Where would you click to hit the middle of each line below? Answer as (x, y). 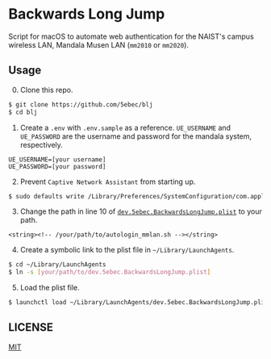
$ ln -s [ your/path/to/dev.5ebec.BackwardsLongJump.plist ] (110, 272)
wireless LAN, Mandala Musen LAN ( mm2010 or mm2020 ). (99, 44)
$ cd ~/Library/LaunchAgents (57, 265)
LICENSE (31, 328)
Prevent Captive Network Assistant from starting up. (108, 182)
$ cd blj (23, 112)
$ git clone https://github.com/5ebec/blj (81, 104)
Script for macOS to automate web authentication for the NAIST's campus (131, 36)
